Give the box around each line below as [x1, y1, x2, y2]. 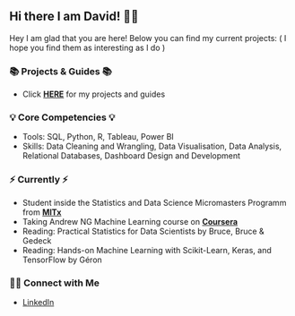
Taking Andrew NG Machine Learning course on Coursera [22, 216, 239, 226]
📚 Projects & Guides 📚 [9, 64, 112, 77]
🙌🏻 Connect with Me [9, 277, 100, 289]
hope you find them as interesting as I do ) [9, 42, 166, 53]
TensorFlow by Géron [22, 254, 103, 265]
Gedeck [22, 235, 52, 246]
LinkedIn [22, 297, 55, 307]
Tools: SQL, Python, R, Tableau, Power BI [22, 132, 175, 142]
